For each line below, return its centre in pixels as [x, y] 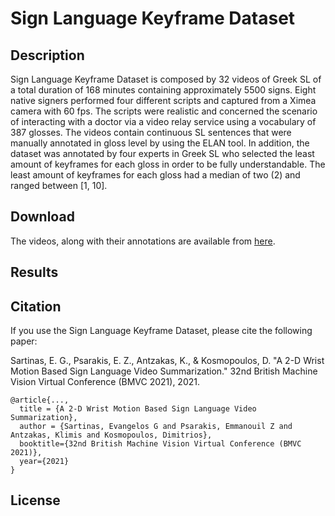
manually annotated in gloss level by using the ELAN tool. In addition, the [160, 143]
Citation [36, 306]
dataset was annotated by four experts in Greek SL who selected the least [162, 153]
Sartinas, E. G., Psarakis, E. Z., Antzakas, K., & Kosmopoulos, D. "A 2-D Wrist [167, 361]
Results [34, 272]
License [35, 500]
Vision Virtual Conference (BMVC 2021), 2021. [105, 382]
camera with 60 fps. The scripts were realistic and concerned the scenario [164, 111]
